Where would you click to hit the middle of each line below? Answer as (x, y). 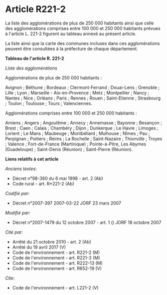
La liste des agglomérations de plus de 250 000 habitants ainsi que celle (80, 23)
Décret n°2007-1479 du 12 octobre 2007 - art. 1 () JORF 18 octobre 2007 (87, 222)
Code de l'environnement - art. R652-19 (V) (57, 268)
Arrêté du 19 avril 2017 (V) (39, 247)
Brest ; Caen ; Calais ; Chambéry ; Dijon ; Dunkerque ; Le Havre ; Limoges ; (82, 128)
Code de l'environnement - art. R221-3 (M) (56, 257)
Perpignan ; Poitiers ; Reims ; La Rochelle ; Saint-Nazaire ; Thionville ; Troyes (84, 138)
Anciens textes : (21, 168)
